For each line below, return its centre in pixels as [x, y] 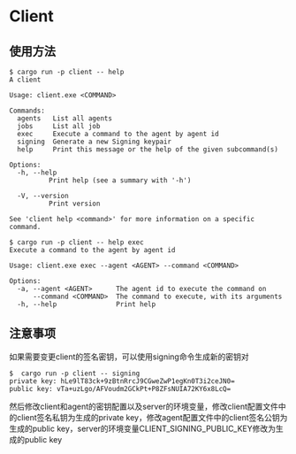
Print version [74, 204]
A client [25, 80]
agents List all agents [65, 119]
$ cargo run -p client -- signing [75, 373]
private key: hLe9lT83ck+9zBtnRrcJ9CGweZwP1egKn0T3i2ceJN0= [122, 381]
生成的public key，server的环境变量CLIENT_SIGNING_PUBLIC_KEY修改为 [143, 428]
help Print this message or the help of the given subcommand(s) [148, 150]
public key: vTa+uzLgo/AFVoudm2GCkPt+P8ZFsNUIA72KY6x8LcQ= [120, 389]
